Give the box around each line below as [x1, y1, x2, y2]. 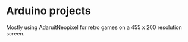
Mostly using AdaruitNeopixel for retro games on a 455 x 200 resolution [6, 24, 183, 31]
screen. [6, 30, 25, 37]
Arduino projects [6, 4, 91, 18]
